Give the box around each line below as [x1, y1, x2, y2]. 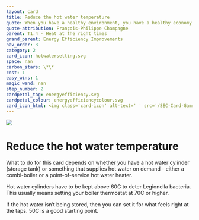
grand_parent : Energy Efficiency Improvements [6, 36, 123, 42]
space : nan [6, 58, 33, 64]
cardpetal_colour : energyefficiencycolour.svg [6, 97, 123, 103]
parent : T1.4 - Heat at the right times [6, 31, 108, 37]
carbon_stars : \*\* [6, 64, 54, 70]
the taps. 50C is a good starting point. [6, 208, 99, 215]
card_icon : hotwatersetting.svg [6, 53, 86, 59]
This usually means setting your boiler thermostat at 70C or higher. [6, 190, 169, 197]
